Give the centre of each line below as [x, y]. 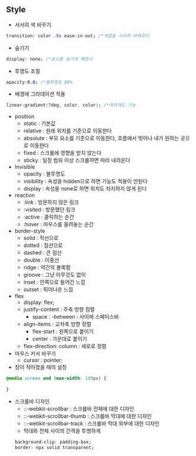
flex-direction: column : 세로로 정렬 [65, 346]
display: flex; [39, 302]
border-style [30, 231]
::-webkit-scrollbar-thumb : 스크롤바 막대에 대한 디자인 [87, 416]
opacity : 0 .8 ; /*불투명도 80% [39, 82]
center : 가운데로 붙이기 [59, 339]
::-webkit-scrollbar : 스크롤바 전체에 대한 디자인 [79, 408]
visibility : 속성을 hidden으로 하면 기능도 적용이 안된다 [86, 181]
